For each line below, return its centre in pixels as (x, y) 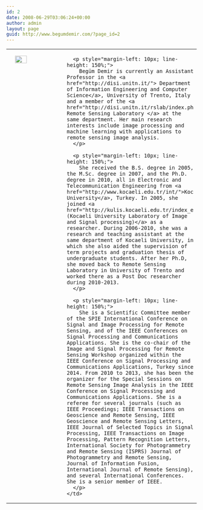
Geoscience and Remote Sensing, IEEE (121, 415)
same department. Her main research (119, 120)
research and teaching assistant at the (125, 234)
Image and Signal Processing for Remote (125, 349)
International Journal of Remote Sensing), (130, 470)
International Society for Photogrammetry (129, 445)
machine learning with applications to (124, 132)
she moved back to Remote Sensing (116, 264)
